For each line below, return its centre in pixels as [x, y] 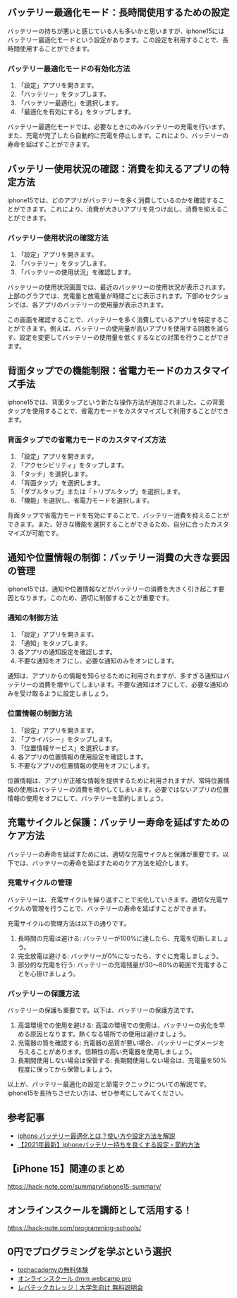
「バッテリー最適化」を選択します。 [70, 103]
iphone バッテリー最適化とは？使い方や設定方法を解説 [96, 1135]
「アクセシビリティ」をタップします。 [73, 465]
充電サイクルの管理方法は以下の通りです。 [69, 923]
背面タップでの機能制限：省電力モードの [95, 371]
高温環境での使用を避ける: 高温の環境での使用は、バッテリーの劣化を [118, 1025]
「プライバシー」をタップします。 [67, 739]
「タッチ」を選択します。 [54, 474]
